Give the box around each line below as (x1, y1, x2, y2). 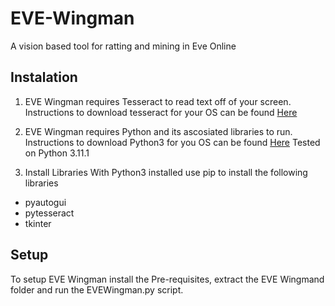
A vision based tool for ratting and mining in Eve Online (10, 40, 237, 52)
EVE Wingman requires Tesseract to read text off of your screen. (24, 95, 292, 107)
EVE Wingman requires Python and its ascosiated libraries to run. (24, 125, 293, 137)
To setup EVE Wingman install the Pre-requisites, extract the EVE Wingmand (10, 273, 325, 285)
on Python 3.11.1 (24, 147, 90, 159)
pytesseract (24, 207, 75, 219)
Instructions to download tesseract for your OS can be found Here (24, 106, 298, 118)
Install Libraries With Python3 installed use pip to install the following (24, 166, 308, 178)
